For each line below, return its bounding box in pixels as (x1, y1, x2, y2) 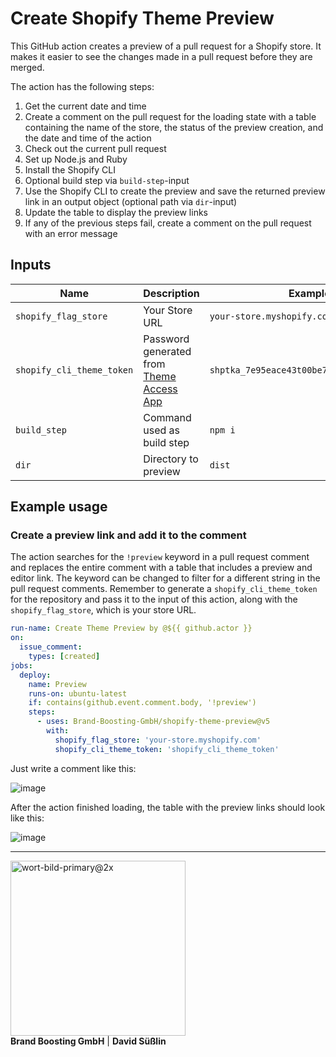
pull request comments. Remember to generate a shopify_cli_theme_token (10, 583, 318, 595)
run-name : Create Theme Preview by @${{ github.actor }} (10, 623, 253, 634)
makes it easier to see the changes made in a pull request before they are (10, 50, 313, 62)
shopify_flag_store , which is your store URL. (10, 604, 197, 616)
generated (143, 344, 192, 358)
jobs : (10, 660, 33, 671)
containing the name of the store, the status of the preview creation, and (24, 121, 324, 133)
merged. (10, 61, 45, 73)
